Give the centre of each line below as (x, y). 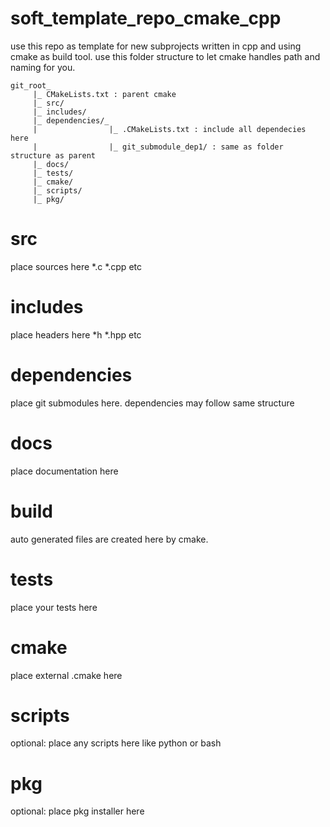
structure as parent (53, 155)
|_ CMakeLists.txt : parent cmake (104, 94)
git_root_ (31, 85)
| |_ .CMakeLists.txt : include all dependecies (169, 129)
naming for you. (43, 67)
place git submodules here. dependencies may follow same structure (152, 403)
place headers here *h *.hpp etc (76, 334)
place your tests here (54, 607)
